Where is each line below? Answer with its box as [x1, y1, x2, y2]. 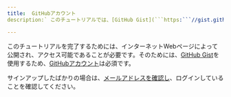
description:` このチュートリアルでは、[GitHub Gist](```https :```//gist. [7, 16, 214, 23]
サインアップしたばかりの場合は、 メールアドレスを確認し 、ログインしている [7, 73, 224, 82]
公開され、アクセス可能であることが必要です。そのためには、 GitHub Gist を [7, 51, 220, 59]
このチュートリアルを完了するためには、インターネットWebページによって [7, 42, 219, 50]
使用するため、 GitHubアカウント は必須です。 [7, 59, 135, 67]
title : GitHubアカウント [7, 10, 76, 17]
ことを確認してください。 [7, 82, 80, 90]
